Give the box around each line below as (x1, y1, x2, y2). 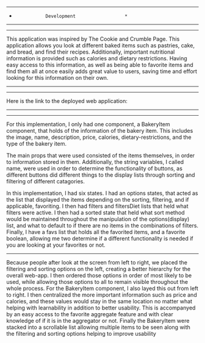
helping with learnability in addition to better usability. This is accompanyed (6, 304, 196, 311)
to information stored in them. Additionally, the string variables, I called (6, 158, 184, 165)
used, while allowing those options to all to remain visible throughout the (6, 278, 188, 285)
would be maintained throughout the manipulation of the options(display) (6, 216, 190, 222)
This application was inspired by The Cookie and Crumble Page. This (6, 35, 180, 43)
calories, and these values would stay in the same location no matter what (6, 298, 193, 305)
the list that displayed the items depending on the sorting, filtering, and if (6, 196, 189, 203)
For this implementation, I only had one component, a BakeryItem (6, 121, 171, 128)
